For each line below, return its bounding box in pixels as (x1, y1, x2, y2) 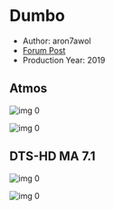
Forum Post (22, 44, 66, 55)
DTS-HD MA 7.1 (9, 148, 96, 164)
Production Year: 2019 (22, 54, 106, 65)
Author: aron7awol (22, 35, 91, 46)
